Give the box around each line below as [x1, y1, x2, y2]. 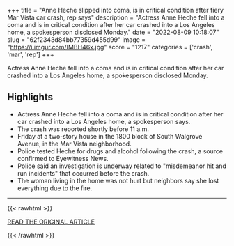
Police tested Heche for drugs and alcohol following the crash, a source [17, 146, 224, 155]
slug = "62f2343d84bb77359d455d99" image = [7, 36, 146, 44]
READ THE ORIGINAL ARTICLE [7, 217, 95, 226]
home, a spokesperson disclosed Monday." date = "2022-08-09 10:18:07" [7, 28, 219, 36]
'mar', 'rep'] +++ [7, 50, 54, 59]
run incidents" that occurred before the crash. [17, 169, 150, 177]
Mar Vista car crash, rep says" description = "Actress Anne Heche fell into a [7, 13, 225, 22]
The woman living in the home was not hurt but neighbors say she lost [17, 176, 219, 185]
